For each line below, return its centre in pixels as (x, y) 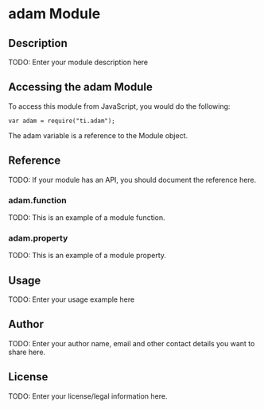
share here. (27, 352)
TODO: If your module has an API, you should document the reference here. (132, 179)
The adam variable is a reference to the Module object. (98, 135)
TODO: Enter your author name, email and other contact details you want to (132, 343)
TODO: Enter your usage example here (72, 299)
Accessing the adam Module (80, 87)
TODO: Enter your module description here (78, 62)
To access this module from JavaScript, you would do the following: (119, 106)
